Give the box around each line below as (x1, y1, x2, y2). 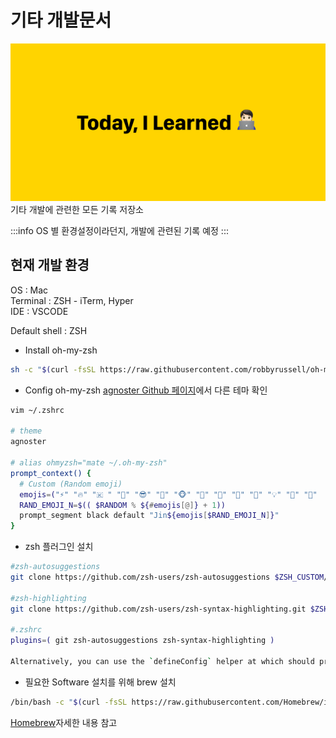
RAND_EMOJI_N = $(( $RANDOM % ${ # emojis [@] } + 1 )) (19, 500, 226, 510)
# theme (10, 426, 43, 436)
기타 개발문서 (10, 9, 112, 32)
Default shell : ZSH (10, 324, 88, 336)
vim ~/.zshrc (10, 405, 65, 415)
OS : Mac (10, 284, 49, 296)
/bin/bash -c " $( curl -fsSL (10, 697, 128, 707)
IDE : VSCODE (10, 305, 69, 317)
